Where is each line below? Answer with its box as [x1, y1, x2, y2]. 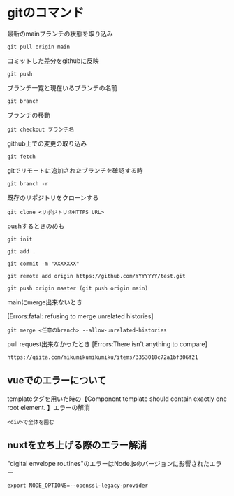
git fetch [7, 153, 36, 160]
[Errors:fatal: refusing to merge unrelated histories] [7, 311, 154, 320]
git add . [7, 248, 36, 255]
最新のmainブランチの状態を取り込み [7, 29, 113, 38]
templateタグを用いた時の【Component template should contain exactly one [7, 395, 227, 403]
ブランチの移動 [7, 111, 50, 119]
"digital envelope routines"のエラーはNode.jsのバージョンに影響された [7, 459, 210, 467]
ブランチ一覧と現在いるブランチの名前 [7, 83, 117, 92]
